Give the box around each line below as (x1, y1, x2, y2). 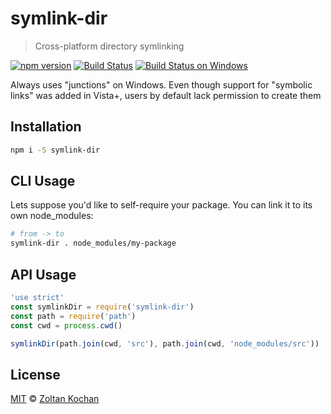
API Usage (10, 266, 77, 283)
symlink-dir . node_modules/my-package (10, 238, 177, 249)
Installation (10, 118, 82, 136)
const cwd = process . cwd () (10, 320, 123, 331)
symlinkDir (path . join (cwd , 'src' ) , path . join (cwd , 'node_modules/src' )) (10, 338, 320, 349)
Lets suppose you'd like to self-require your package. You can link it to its (10, 199, 313, 211)
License (10, 366, 61, 383)
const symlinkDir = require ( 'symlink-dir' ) (10, 302, 195, 312)
